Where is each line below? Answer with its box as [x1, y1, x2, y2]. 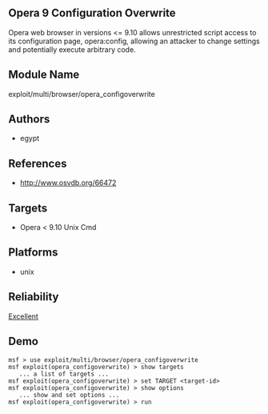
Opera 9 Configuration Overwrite [8, 6, 176, 20]
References [8, 156, 67, 171]
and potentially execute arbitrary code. [8, 44, 136, 54]
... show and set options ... [18, 391, 120, 399]
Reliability [8, 290, 59, 303]
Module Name [8, 68, 80, 82]
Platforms [8, 246, 58, 259]
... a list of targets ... [18, 370, 110, 378]
